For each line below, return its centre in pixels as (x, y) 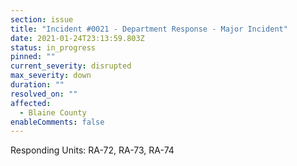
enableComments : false (57, 122)
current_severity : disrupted (71, 66)
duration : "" (37, 85)
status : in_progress (53, 47)
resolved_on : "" (44, 94)
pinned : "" (33, 57)
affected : (31, 103)
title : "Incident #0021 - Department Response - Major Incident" (149, 29)
